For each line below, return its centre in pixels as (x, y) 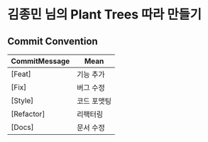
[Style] (22, 100)
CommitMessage (40, 61)
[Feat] (21, 74)
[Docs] (22, 127)
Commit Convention (53, 41)
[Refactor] (28, 114)
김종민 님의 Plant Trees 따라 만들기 (105, 15)
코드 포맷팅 (94, 101)
